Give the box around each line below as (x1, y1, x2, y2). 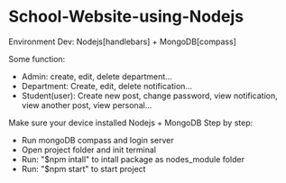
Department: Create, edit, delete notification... (21, 80, 193, 91)
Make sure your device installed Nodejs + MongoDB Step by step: (8, 117, 254, 128)
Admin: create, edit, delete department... (21, 70, 172, 82)
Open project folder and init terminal (21, 144, 157, 155)
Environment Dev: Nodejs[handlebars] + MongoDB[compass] (8, 36, 236, 47)
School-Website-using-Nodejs (8, 6, 244, 27)
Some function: (8, 53, 66, 64)
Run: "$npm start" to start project (21, 163, 146, 174)
